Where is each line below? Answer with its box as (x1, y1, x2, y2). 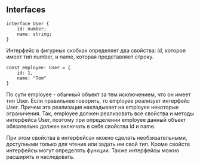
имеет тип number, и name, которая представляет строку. (6, 53, 154, 60)
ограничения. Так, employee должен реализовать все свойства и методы (6, 110, 194, 117)
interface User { (6, 20, 50, 26)
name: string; (17, 31, 52, 37)
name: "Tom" (17, 75, 47, 81)
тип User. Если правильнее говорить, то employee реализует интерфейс (6, 97, 190, 104)
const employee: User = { (6, 64, 70, 70)
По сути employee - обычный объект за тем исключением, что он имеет (6, 91, 191, 98)
